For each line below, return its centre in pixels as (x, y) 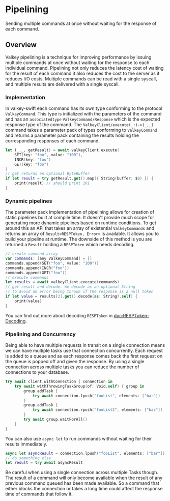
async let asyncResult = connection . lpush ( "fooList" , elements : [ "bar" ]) (85, 453)
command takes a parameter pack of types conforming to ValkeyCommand (81, 130)
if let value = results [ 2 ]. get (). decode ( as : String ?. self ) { (72, 297)
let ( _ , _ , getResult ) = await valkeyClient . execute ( (62, 150)
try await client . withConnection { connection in (59, 382)
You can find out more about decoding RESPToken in (59, 315)
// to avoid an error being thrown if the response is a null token (79, 292)
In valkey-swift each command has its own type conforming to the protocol (84, 108)
